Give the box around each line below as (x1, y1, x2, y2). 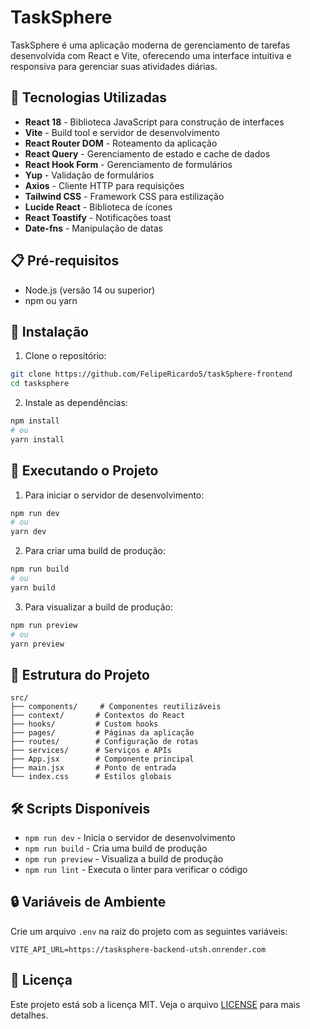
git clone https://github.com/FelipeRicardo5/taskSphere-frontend (10, 369, 293, 380)
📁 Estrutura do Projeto (10, 666, 150, 683)
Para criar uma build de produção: (24, 545, 166, 557)
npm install (10, 416, 60, 426)
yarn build (10, 582, 56, 593)
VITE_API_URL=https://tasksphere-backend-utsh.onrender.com (10, 944, 267, 955)
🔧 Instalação (10, 323, 89, 340)
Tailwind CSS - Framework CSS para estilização (24, 190, 225, 202)
